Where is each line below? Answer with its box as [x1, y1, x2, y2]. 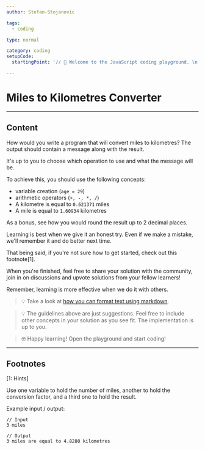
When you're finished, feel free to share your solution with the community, [6, 267, 193, 275]
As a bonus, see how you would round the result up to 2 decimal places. [6, 218, 188, 226]
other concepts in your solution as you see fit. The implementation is [21, 316, 194, 324]
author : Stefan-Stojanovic [6, 9, 75, 15]
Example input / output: [6, 405, 65, 413]
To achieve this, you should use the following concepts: [6, 175, 146, 183]
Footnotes [6, 359, 46, 369]
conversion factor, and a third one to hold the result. [6, 393, 137, 400]
